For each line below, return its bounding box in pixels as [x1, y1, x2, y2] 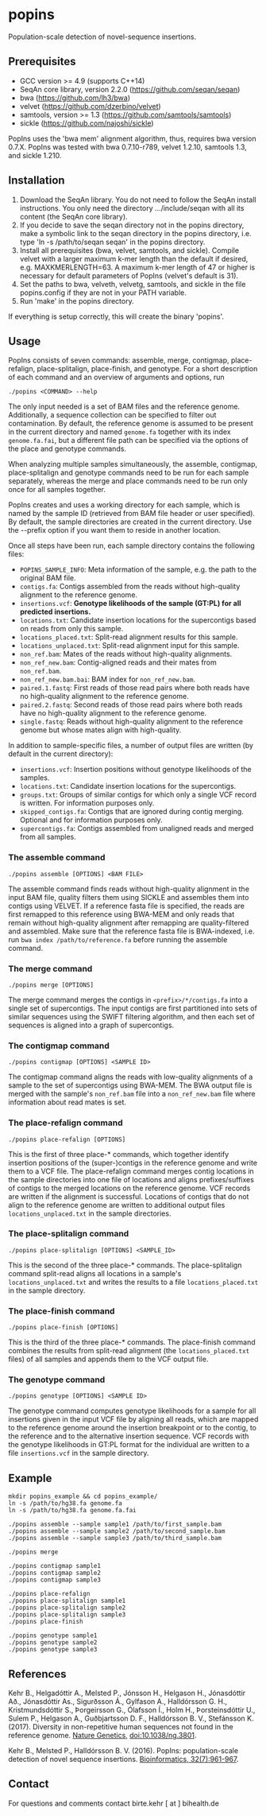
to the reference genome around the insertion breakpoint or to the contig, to [8, 1423, 256, 1433]
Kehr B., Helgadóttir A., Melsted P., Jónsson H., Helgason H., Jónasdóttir [8, 1688, 246, 1698]
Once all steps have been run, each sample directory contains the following [8, 541, 256, 550]
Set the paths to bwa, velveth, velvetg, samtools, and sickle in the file [19, 279, 246, 289]
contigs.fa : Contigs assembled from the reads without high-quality [19, 582, 241, 592]
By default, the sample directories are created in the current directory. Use [8, 517, 253, 526]
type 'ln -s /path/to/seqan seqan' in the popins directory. [19, 237, 206, 246]
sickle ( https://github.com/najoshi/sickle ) [19, 118, 154, 128]
